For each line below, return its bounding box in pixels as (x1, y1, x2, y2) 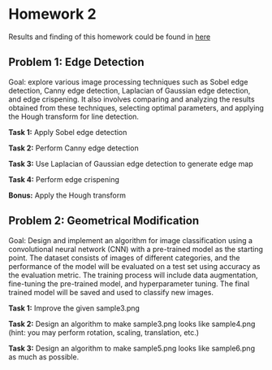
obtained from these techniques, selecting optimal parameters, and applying (8, 102, 264, 112)
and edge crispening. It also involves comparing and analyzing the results (8, 94, 255, 104)
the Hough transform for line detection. (8, 111, 140, 121)
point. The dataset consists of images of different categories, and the (8, 253, 240, 263)
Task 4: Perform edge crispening (8, 174, 120, 184)
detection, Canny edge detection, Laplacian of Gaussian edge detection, (8, 85, 251, 95)
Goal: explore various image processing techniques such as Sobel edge (8, 76, 248, 86)
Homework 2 (8, 5, 97, 24)
